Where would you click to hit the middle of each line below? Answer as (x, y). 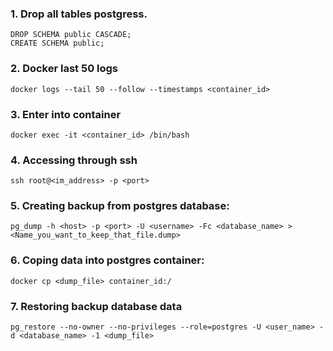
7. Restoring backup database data (96, 306)
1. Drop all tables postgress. (79, 14)
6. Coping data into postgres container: (107, 260)
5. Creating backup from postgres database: (120, 206)
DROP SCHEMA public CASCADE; (71, 35)
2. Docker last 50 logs (64, 69)
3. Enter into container (66, 114)
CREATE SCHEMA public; (57, 43)
